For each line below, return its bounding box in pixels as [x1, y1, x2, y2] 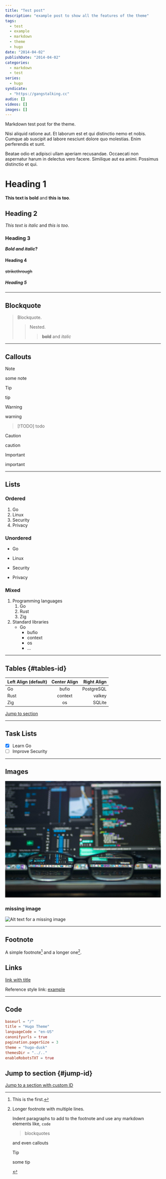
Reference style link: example [5, 986, 65, 992]
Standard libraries [12, 619, 49, 625]
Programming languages [12, 598, 63, 604]
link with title [5, 976, 31, 983]
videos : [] [5, 102, 28, 107]
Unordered [5, 534, 32, 541]
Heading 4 [5, 257, 27, 263]
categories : [5, 60, 30, 65]
